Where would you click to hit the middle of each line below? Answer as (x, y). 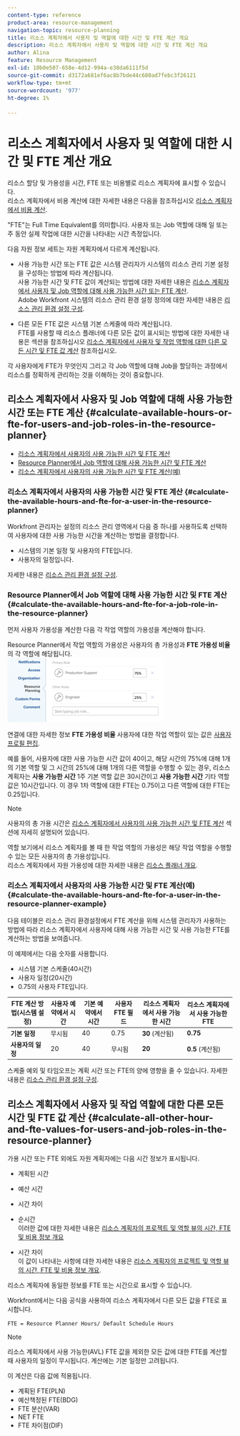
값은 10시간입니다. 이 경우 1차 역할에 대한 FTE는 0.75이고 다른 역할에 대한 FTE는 (119, 785)
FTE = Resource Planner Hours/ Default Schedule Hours (91, 1324)
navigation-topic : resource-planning (64, 30)
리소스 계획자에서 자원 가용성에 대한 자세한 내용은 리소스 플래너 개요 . (102, 865)
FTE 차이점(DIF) (40, 1425)
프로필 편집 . (24, 743)
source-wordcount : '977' (44, 90)
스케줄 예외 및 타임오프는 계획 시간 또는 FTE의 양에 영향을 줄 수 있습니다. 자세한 (118, 1070)
